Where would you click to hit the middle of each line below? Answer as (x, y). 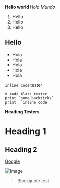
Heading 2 (21, 150)
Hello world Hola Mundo (30, 7)
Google (13, 161)
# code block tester (26, 94)
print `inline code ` (28, 102)
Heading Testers (22, 111)
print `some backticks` (30, 98)
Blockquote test (33, 180)
